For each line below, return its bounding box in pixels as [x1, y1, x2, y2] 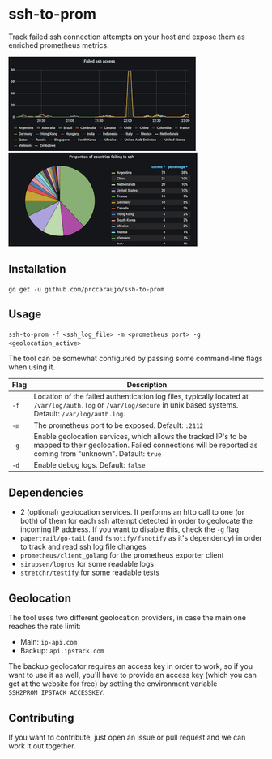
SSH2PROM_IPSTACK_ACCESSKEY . [8, 688, 105, 697]
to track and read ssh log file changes [19, 541, 147, 552]
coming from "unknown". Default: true [33, 448, 162, 459]
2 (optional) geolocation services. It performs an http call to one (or [19, 507, 245, 517]
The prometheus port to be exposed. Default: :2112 [33, 420, 204, 430]
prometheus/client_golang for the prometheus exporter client [19, 550, 224, 560]
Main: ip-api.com [19, 637, 78, 647]
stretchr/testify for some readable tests [19, 567, 160, 577]
